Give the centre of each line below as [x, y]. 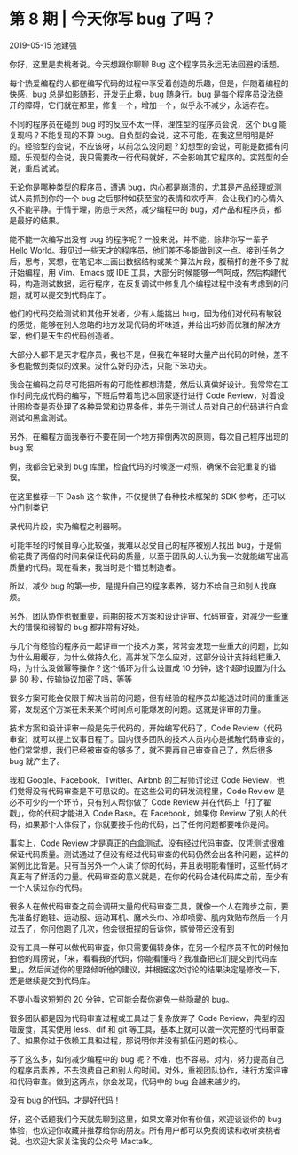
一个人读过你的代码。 [48, 887]
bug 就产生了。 [37, 761]
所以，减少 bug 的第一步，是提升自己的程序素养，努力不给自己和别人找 [139, 586]
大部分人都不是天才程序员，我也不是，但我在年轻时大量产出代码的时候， [141, 354]
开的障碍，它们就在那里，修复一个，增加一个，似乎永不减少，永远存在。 [141, 105]
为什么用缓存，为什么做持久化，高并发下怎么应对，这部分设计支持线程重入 [145, 657]
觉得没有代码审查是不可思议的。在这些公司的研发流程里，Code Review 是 [151, 791]
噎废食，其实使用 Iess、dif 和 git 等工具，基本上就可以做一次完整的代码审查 [147, 1029]
